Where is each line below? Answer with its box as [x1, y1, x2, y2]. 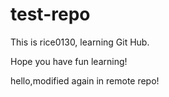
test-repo [10, 3, 91, 26]
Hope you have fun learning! [10, 55, 128, 67]
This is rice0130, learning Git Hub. [10, 36, 150, 48]
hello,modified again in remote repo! [10, 74, 160, 87]
